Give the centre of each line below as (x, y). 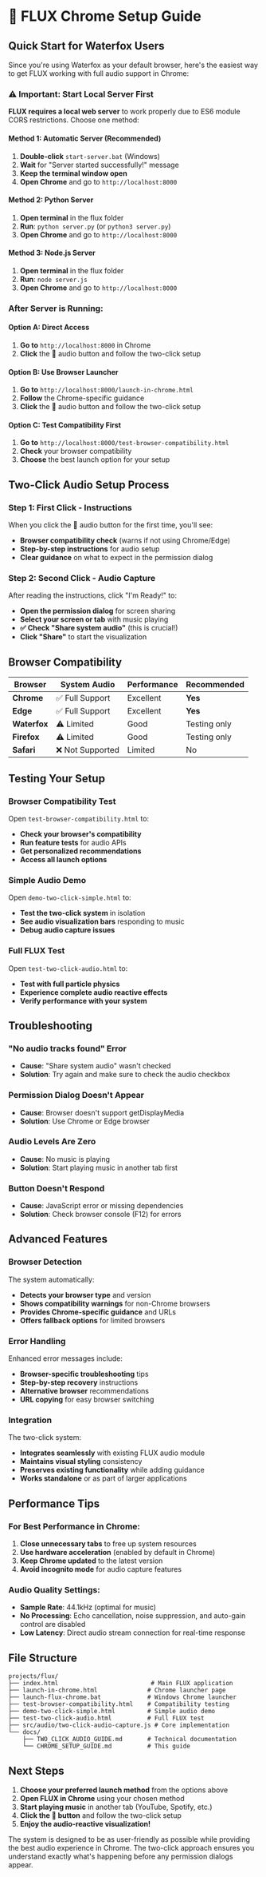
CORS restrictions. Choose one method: (74, 120)
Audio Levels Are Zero (52, 1142)
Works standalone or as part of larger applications (103, 1478)
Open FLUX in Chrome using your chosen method (102, 1798)
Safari (24, 750)
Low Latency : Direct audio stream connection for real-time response (132, 1632)
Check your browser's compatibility (80, 833)
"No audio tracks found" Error (68, 1048)
